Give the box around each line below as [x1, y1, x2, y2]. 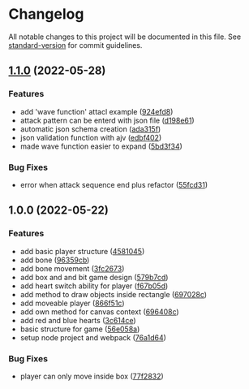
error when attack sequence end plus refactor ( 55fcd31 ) [19, 179, 208, 189]
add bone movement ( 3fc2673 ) [19, 263, 125, 273]
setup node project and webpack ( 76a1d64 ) [19, 332, 166, 342]
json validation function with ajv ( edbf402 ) [19, 132, 162, 142]
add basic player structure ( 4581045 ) [19, 246, 145, 256]
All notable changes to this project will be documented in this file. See [8, 32, 242, 41]
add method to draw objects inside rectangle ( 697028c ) [19, 289, 208, 299]
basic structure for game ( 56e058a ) [19, 324, 140, 334]
